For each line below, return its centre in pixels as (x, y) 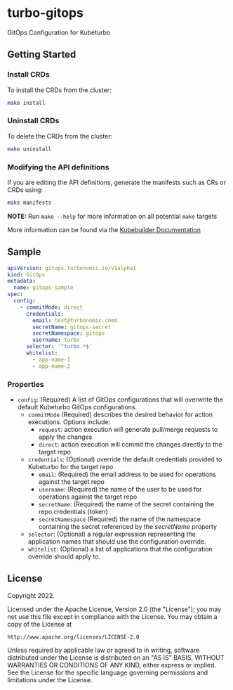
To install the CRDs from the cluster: (59, 90)
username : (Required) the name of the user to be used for (120, 489)
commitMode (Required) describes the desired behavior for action (120, 414)
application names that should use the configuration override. (117, 541)
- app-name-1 (52, 359)
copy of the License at (40, 624)
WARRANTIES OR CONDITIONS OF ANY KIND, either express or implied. (112, 665)
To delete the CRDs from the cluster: (60, 136)
